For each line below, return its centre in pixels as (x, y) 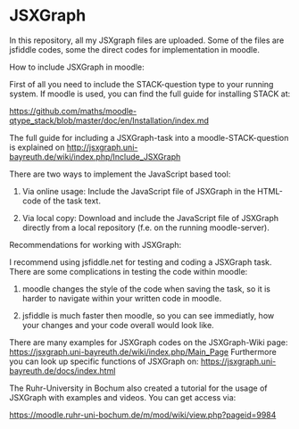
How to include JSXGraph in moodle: (77, 67)
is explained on (37, 147)
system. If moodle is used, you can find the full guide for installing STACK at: (150, 94)
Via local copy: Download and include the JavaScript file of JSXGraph (150, 218)
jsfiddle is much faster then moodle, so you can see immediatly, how (148, 315)
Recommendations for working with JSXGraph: (96, 244)
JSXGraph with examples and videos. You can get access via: (123, 397)
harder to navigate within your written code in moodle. (122, 298)
